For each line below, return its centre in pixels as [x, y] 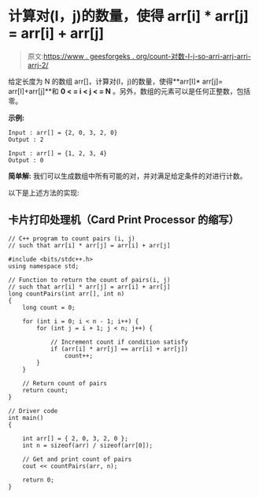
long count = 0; [49, 307]
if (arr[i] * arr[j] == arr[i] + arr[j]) [119, 349]
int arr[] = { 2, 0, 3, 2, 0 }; [75, 438]
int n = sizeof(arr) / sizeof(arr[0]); [88, 445]
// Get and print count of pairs [77, 459]
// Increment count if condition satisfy [119, 342]
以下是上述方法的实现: [44, 192]
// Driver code [33, 411]
